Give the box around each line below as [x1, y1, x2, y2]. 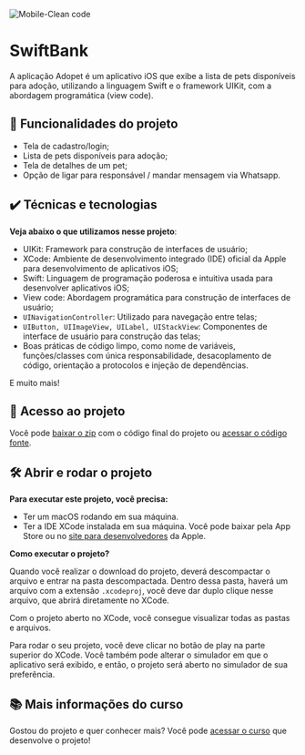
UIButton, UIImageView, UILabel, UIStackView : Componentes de [22, 321, 268, 332]
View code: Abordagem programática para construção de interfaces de [22, 291, 291, 302]
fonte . [9, 437, 32, 448]
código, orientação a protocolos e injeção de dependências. [22, 360, 249, 371]
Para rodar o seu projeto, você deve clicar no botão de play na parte [9, 640, 266, 651]
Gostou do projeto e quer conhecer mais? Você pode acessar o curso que [9, 725, 287, 736]
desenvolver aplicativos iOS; [22, 282, 130, 293]
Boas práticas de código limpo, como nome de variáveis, [22, 340, 236, 351]
